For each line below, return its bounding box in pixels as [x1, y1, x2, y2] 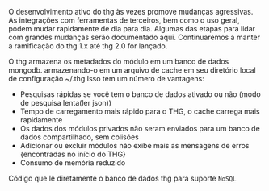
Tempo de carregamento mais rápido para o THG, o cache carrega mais [19, 106, 260, 116]
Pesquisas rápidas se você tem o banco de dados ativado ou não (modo [19, 89, 261, 99]
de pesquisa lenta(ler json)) [19, 98, 111, 107]
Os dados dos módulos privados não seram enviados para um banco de [19, 124, 260, 133]
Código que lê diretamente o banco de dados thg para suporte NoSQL [8, 173, 237, 183]
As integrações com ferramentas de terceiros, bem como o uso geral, [8, 15, 240, 25]
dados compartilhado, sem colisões [19, 132, 139, 142]
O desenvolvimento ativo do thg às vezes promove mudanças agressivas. [8, 7, 254, 16]
